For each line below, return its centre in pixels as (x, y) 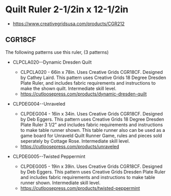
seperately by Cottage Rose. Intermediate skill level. (75, 141)
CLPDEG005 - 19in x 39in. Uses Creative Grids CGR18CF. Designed (91, 166)
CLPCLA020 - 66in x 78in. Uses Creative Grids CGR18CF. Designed (91, 72)
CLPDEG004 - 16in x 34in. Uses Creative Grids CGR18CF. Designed (91, 113)
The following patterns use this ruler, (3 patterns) (57, 52)
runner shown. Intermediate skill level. (60, 183)
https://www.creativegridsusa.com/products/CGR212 (69, 24)
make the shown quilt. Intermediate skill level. (68, 88)
